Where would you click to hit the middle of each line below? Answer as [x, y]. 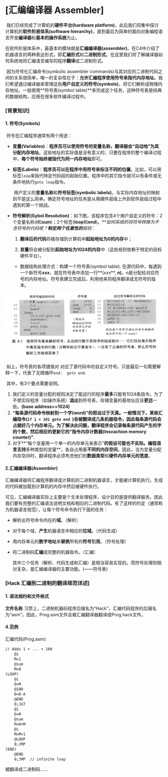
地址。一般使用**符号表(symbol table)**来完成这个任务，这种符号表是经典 [85, 90]
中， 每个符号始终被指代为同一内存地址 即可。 [58, 159]
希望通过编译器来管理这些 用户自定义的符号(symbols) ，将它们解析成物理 [84, 84]
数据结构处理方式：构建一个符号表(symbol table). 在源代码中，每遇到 [91, 266]
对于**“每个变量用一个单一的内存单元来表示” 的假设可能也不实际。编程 [84, 443]
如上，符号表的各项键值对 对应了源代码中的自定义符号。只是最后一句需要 [81, 366]
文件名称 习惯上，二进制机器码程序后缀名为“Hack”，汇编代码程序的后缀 [79, 608]
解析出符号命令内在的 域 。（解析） [46, 520]
